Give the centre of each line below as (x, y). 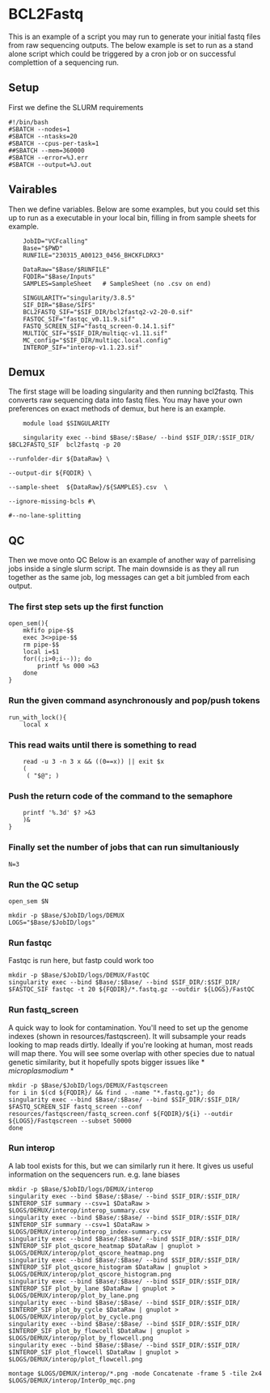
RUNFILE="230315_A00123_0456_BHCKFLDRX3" (93, 255)
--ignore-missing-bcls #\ (52, 502)
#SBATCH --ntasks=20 (43, 136)
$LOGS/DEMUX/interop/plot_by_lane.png (74, 1295)
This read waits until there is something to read (103, 744)
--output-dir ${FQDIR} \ (50, 473)
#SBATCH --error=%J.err (49, 158)
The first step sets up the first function (86, 607)
